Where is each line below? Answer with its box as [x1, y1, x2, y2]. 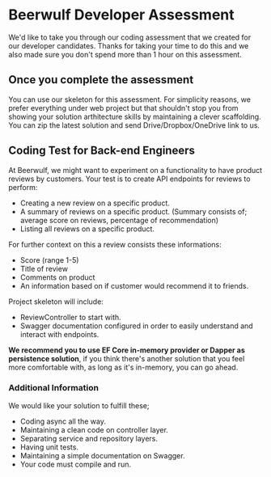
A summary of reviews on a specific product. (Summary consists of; [19, 206, 248, 216]
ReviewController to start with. [19, 312, 121, 322]
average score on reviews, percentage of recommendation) [19, 215, 219, 225]
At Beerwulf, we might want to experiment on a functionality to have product [8, 165, 263, 175]
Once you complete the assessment [8, 73, 194, 87]
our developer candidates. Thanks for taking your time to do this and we [8, 40, 249, 50]
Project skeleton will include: [8, 297, 104, 306]
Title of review [19, 264, 69, 273]
